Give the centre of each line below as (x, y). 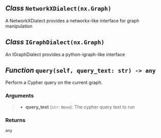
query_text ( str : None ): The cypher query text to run (80, 107)
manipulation (19, 26)
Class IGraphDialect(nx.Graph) (55, 42)
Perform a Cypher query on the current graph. (54, 82)
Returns (15, 120)
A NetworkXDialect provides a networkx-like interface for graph (72, 20)
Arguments (20, 96)
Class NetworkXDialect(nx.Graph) (58, 8)
